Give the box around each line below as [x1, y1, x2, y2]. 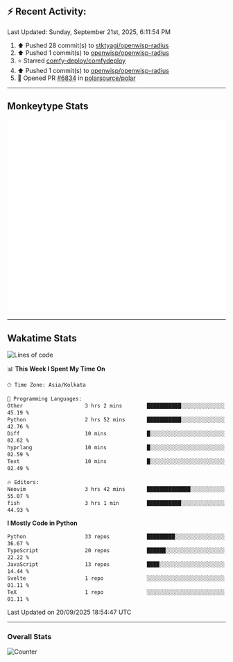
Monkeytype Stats [7, 100, 89, 113]
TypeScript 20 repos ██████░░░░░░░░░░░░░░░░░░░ [7, 547, 225, 554]
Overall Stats [7, 631, 52, 641]
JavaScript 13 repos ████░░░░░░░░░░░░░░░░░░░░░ [7, 560, 225, 568]
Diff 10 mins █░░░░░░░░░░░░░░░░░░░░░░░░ [7, 430, 225, 437]
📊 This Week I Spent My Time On [7, 364, 105, 373]
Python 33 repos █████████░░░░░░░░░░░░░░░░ [7, 533, 225, 540]
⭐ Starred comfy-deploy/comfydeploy [17, 56, 126, 65]
